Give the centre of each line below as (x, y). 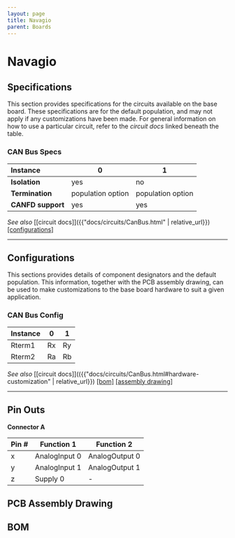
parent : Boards (29, 27)
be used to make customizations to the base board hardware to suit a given (116, 290)
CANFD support (38, 205)
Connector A (26, 427)
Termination (31, 193)
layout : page (26, 14)
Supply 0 (50, 478)
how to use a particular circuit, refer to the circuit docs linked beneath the (113, 126)
